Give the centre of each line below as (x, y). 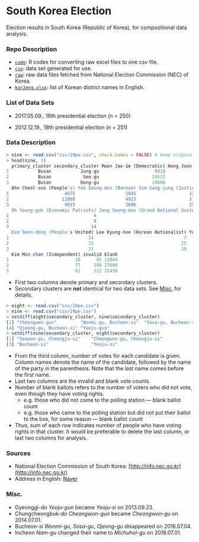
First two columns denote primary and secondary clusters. (86, 282)
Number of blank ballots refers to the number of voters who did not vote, (103, 387)
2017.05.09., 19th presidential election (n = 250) (73, 116)
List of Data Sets (30, 103)
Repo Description (32, 49)
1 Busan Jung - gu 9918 (86, 171)
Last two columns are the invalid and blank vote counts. (83, 381)
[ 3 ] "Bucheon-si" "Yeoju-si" (62, 345)
